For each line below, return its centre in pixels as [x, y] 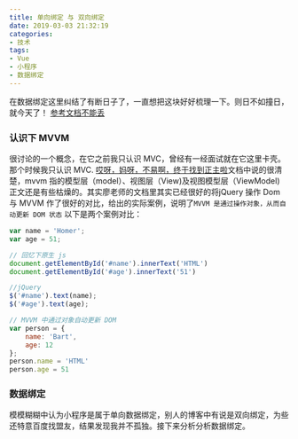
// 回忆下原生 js [38, 255]
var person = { [37, 328]
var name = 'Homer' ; [47, 231]
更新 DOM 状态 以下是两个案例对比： [79, 215]
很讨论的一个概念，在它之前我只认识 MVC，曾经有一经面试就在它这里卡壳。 [147, 159]
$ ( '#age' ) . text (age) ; [49, 304]
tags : [19, 51]
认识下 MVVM [39, 137]
